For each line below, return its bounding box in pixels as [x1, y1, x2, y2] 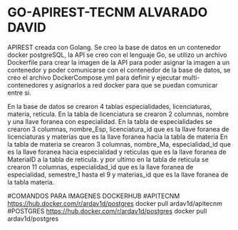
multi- [182, 73, 200, 82]
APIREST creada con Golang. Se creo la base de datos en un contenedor [7, 43, 221, 51]
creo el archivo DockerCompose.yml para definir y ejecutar [7, 73, 182, 82]
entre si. [7, 88, 31, 97]
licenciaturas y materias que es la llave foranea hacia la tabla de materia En [7, 132, 228, 141]
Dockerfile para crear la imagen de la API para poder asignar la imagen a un [7, 58, 230, 66]
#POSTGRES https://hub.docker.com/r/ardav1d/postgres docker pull [7, 207, 207, 215]
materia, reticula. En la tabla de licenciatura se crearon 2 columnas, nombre [7, 110, 229, 118]
